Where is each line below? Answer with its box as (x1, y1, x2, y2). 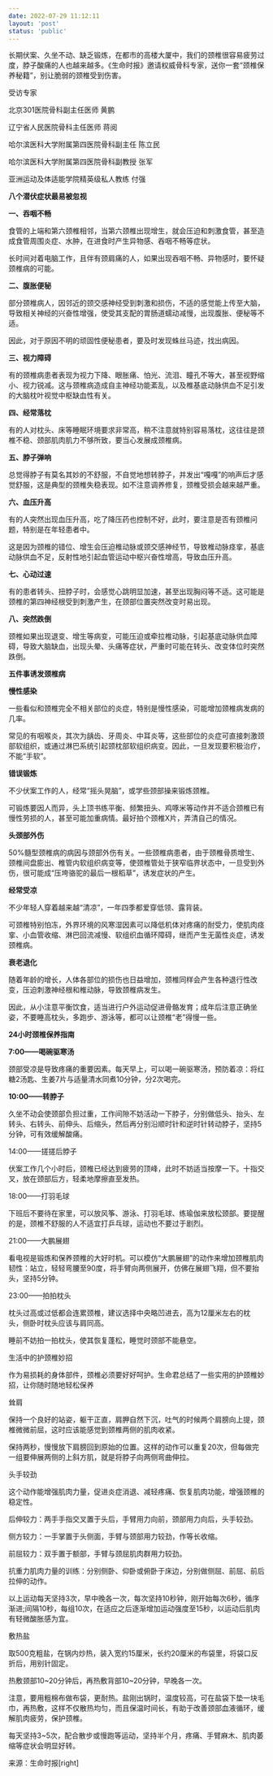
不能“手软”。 (8, 751, 51, 761)
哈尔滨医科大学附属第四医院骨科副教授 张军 (8, 157, 153, 167)
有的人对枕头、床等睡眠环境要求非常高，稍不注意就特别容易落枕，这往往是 (8, 425, 258, 435)
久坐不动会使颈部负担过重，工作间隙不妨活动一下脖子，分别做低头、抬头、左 (8, 1109, 265, 1118)
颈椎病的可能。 (8, 263, 58, 273)
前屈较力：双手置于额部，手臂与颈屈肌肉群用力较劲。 (8, 1549, 187, 1559)
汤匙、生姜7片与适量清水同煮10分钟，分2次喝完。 (19, 1075, 185, 1084)
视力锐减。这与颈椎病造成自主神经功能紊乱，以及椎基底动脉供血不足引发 (22, 380, 265, 390)
